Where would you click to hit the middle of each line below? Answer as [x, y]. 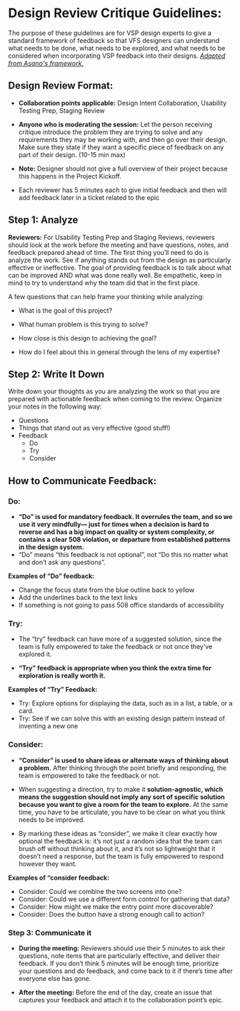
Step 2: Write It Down [56, 374]
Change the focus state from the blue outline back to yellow [106, 590]
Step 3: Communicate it [50, 932]
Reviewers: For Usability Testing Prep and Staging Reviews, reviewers [111, 237]
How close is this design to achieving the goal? [87, 338]
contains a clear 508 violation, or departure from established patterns [124, 540]
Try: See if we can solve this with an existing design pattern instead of [122, 718]
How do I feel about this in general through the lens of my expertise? [119, 352]
